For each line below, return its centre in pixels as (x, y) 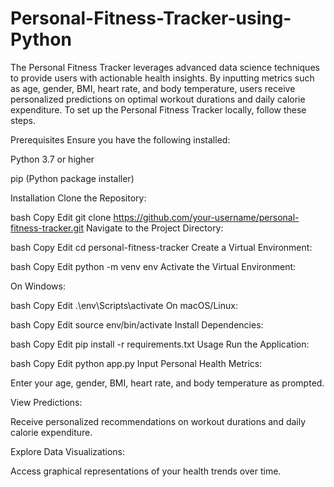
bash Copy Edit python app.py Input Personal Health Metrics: (136, 363)
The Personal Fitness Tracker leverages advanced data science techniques (165, 67)
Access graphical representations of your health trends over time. (146, 471)
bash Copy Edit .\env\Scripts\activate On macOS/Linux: (124, 305)
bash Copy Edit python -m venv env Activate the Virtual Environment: (153, 266)
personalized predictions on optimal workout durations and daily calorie (158, 99)
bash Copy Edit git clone (61, 217)
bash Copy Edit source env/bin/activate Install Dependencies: (137, 324)
